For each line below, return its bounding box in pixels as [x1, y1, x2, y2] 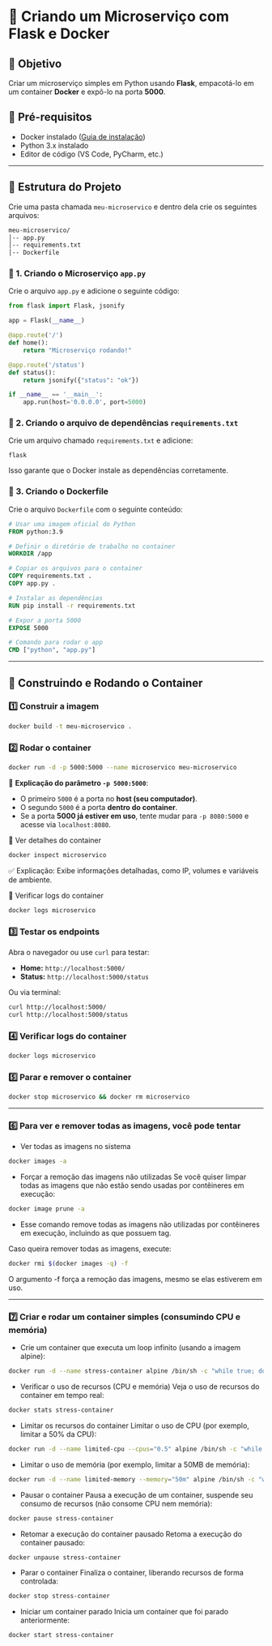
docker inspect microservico [8, 851, 107, 859]
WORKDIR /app [8, 550, 53, 558]
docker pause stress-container [8, 1514, 114, 1523]
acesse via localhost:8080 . [19, 819, 112, 829]
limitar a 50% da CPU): [19, 1429, 97, 1438]
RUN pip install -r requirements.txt [8, 602, 136, 610]
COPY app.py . [8, 580, 57, 588]
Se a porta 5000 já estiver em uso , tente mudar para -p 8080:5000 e [19, 811, 249, 821]
